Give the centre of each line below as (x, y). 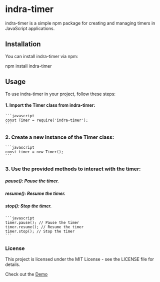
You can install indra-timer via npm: (42, 56)
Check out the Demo (26, 274)
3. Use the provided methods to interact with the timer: (73, 169)
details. (13, 264)
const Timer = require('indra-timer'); (47, 120)
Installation (23, 44)
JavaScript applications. (30, 28)
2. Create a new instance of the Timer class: (60, 137)
